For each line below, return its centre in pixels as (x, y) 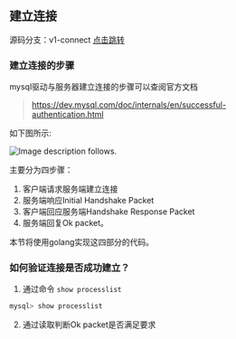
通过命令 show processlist (72, 289)
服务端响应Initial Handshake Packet (88, 201)
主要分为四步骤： (41, 170)
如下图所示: (31, 133)
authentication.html (67, 115)
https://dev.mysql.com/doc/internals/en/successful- (129, 105)
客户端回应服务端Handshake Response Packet (109, 212)
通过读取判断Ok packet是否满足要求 (89, 325)
